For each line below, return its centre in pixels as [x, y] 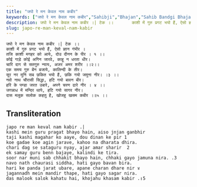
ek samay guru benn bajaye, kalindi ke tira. [62, 153]
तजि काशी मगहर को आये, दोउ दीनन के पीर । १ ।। [56, 54]
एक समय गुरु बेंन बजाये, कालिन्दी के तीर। [44, 70]
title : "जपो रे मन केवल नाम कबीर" [42, 11]
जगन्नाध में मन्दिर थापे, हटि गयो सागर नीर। [45, 91]
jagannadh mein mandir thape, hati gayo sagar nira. [72, 173]
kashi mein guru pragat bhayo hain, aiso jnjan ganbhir [76, 132]
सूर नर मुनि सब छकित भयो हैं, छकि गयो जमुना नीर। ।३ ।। [62, 75]
